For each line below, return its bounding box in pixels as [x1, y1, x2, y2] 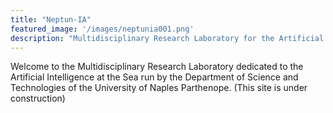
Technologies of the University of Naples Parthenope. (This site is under [10, 82, 308, 94]
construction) [10, 92, 66, 105]
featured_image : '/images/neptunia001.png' [10, 24, 195, 34]
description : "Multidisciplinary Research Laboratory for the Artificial [10, 33, 325, 43]
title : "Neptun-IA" [10, 14, 92, 25]
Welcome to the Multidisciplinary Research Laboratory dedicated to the [10, 61, 304, 73]
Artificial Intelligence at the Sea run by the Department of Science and [10, 71, 299, 83]
